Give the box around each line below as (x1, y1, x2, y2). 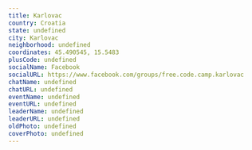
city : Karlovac (8, 33, 59, 42)
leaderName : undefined (8, 108, 84, 116)
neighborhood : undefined (8, 41, 91, 49)
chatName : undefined (8, 78, 77, 86)
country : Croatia (8, 19, 66, 27)
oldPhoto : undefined (8, 122, 77, 130)
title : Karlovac (8, 11, 62, 20)
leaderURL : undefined (8, 115, 81, 123)
